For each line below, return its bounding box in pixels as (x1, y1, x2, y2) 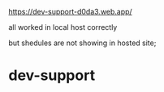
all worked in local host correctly (8, 23, 118, 31)
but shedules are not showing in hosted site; (8, 38, 157, 48)
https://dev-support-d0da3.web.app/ (8, 7, 132, 16)
